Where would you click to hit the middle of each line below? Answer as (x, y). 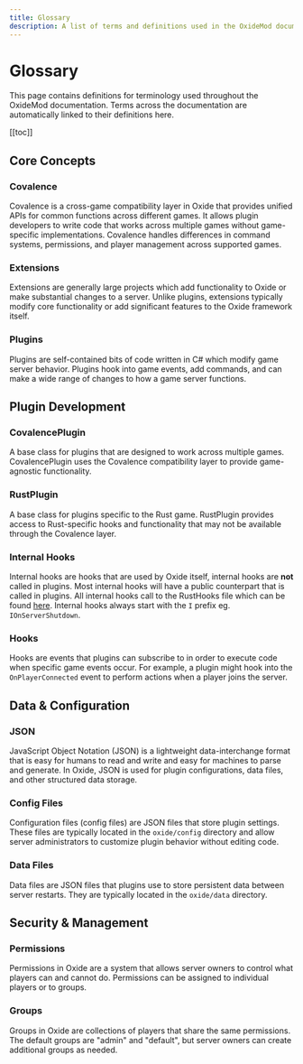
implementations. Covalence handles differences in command (156, 235)
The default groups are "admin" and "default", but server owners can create (151, 1040)
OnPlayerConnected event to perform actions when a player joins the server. (149, 677)
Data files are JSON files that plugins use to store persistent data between (147, 884)
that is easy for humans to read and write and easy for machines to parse (145, 760)
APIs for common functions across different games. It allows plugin (134, 216)
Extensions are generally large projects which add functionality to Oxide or (148, 287)
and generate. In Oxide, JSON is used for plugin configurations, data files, (147, 770)
